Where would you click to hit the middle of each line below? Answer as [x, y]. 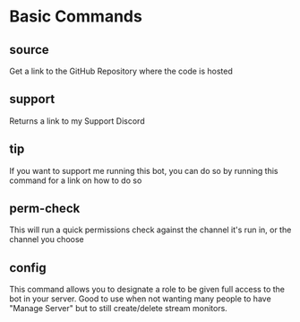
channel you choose [47, 239]
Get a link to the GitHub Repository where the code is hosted [121, 71]
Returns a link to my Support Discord [77, 121]
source [29, 50]
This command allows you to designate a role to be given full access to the [147, 290]
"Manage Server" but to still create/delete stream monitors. [119, 309]
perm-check [45, 209]
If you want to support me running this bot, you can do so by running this [144, 170]
